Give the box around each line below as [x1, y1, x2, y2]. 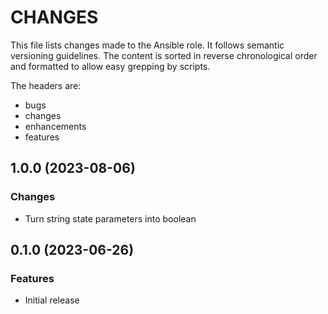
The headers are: [10, 79, 82, 91]
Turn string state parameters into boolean [24, 212, 197, 225]
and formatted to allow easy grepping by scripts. [10, 60, 211, 72]
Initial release [24, 294, 80, 306]
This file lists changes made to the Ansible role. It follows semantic [10, 39, 285, 51]
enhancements [24, 120, 87, 132]
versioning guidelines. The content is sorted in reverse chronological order [10, 49, 318, 61]
